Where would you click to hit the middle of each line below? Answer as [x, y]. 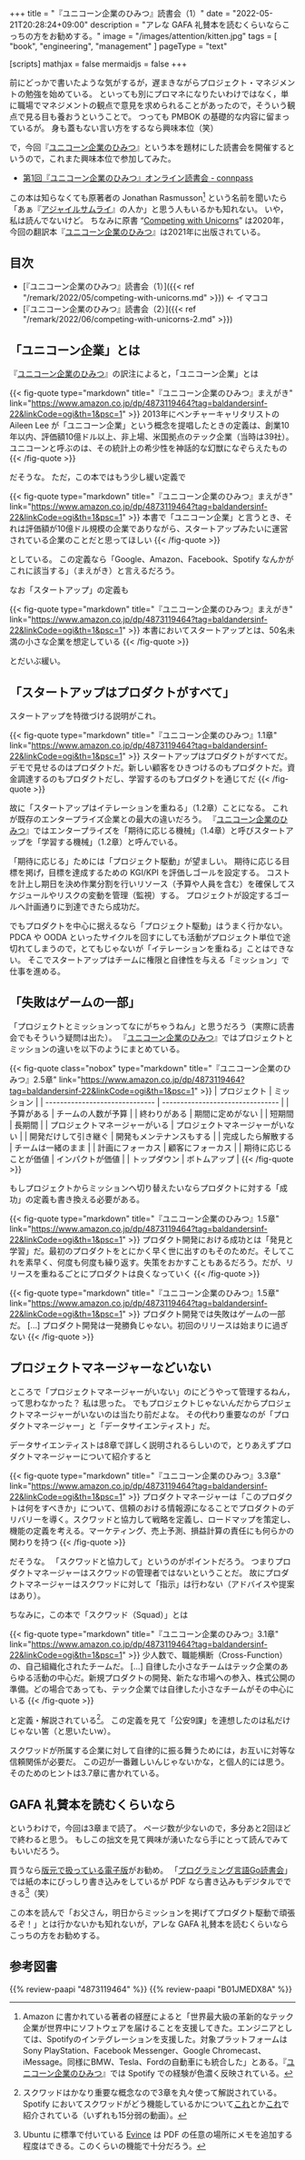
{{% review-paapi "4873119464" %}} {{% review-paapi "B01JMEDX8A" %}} [151, 1989]
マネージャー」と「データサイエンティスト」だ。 [124, 1425]
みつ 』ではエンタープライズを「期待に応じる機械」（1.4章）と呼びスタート [148, 831]
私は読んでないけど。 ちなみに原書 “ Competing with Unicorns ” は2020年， [149, 220]
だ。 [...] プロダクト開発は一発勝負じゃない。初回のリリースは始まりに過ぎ [149, 1325]
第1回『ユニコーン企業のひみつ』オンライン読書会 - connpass [138, 178]
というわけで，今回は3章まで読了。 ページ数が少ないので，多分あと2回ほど [150, 1829]
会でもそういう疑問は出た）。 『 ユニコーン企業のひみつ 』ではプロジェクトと [151, 1037]
